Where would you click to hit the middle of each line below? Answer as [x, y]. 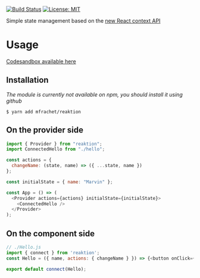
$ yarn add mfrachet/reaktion [44, 112]
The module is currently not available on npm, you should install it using [94, 94]
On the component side [51, 234]
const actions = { [29, 160]
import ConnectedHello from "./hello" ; [56, 149]
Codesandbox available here [41, 61]
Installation [27, 80]
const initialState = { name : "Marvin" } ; [60, 182]
